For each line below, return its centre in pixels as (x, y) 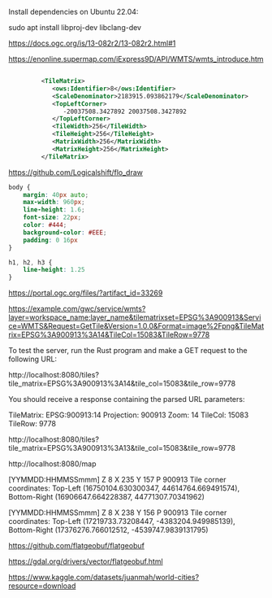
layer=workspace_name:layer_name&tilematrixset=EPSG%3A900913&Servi (135, 317)
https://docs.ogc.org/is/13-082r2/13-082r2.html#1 (92, 43)
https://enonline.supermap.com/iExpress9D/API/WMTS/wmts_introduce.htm (136, 59)
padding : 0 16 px (51, 240)
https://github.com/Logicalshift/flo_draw (76, 172)
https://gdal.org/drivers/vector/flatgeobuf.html (86, 561)
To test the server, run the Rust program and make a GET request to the (128, 351)
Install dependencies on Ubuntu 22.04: (73, 12)
